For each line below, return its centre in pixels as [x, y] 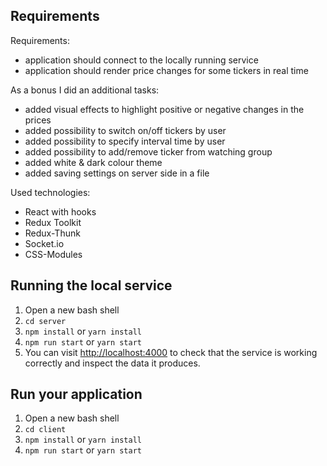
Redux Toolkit [53, 222]
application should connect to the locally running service [141, 60]
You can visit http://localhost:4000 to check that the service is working [171, 352]
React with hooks [60, 211]
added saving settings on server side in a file [117, 173]
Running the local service [91, 285]
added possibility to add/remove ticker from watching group [148, 151]
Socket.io [44, 243]
